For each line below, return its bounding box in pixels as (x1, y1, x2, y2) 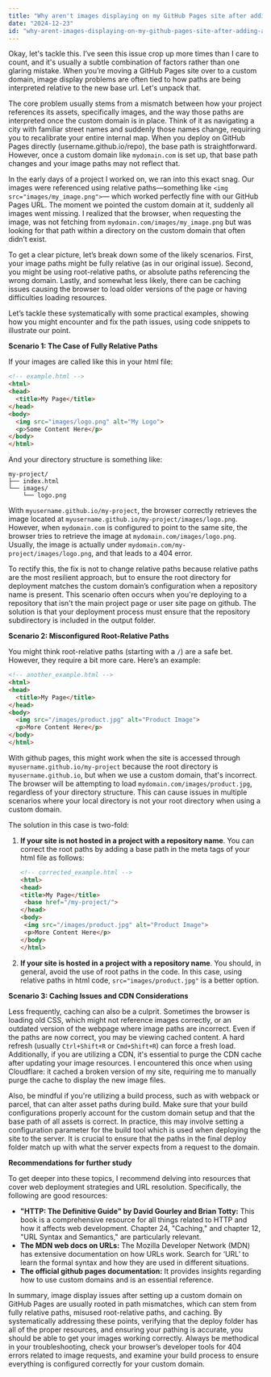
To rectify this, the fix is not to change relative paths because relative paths (8, 564, 259, 574)
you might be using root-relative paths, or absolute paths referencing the (8, 267, 250, 277)
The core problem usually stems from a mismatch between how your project (8, 98, 262, 109)
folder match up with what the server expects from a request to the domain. (8, 1142, 261, 1152)
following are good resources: (8, 1191, 108, 1200)
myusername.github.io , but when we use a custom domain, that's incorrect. (8, 770, 258, 779)
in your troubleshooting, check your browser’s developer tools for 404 (8, 1342, 242, 1351)
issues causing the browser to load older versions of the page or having (8, 284, 248, 294)
